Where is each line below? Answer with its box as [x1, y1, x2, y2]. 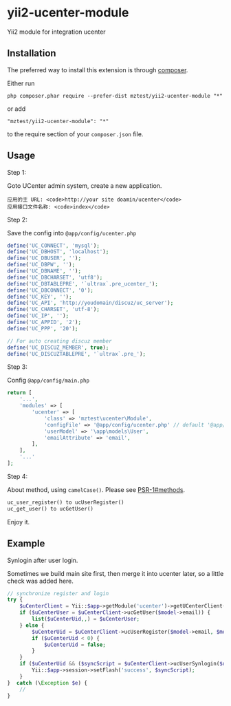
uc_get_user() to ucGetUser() [7, 505, 94, 512]
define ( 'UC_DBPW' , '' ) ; [7, 261, 76, 268]
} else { [19, 621, 45, 629]
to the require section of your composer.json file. [7, 129, 144, 138]
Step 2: [7, 215, 27, 224]
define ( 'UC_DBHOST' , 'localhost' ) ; [7, 248, 109, 255]
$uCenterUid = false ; [43, 641, 107, 648]
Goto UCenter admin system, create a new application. [7, 181, 162, 190]
